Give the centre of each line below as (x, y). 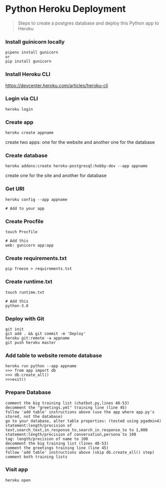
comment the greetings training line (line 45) (57, 448)
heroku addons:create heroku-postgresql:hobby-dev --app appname (76, 166)
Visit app (17, 470)
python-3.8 (17, 306)
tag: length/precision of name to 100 (47, 439)
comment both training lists (36, 457)
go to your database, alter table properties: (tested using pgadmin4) (83, 421)
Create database (26, 156)
